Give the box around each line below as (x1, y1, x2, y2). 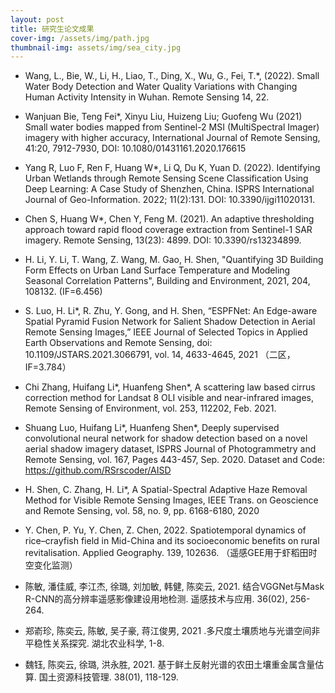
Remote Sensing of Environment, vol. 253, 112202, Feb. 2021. (24, 402, 277, 415)
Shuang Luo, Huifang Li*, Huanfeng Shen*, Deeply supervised (24, 422, 280, 434)
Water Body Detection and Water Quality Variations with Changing (24, 81, 298, 93)
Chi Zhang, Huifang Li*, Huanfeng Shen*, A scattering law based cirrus (24, 381, 316, 393)
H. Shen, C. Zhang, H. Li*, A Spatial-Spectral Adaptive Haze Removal (24, 484, 308, 496)
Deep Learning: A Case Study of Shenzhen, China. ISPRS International (24, 183, 315, 195)
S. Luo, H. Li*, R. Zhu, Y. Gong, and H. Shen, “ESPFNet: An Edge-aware (24, 305, 318, 317)
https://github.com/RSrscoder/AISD (24, 464, 172, 476)
